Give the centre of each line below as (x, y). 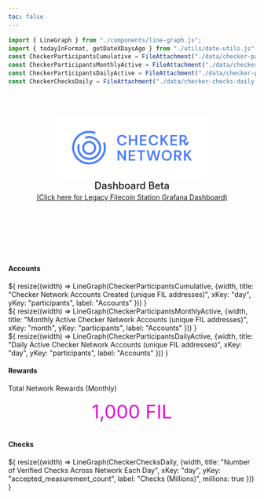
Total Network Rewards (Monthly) (63, 388)
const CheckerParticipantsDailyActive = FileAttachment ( (103, 73)
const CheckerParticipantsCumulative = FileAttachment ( (101, 57)
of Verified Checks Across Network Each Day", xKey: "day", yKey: (115, 470)
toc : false (26, 17)
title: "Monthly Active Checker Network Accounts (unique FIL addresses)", (128, 319)
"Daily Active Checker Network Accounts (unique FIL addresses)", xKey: (125, 344)
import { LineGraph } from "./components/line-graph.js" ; (105, 40)
